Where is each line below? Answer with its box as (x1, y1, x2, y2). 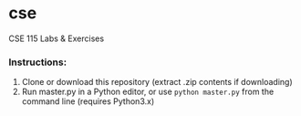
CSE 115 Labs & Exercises (8, 33, 105, 44)
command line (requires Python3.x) (21, 96, 155, 107)
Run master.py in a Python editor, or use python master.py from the (21, 86, 275, 98)
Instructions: (8, 56, 67, 69)
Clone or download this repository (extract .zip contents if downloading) (21, 77, 293, 88)
